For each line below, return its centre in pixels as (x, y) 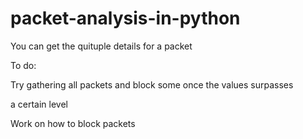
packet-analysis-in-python (125, 18)
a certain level (39, 104)
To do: (23, 65)
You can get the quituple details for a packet (101, 46)
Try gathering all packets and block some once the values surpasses (152, 84)
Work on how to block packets (73, 123)
